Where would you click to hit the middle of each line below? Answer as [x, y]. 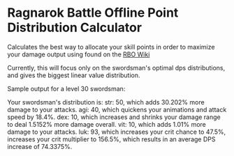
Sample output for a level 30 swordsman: [66, 88]
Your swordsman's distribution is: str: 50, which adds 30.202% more [106, 102]
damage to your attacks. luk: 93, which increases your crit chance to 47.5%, [117, 132]
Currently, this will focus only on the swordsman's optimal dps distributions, [116, 68]
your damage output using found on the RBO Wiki [79, 54]
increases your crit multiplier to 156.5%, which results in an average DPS [111, 139]
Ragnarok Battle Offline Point [93, 13]
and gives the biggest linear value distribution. [74, 75]
